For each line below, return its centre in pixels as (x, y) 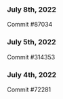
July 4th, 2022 (32, 74)
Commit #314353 (31, 57)
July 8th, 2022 (31, 10)
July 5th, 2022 (31, 42)
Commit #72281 (29, 89)
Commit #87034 (30, 25)
